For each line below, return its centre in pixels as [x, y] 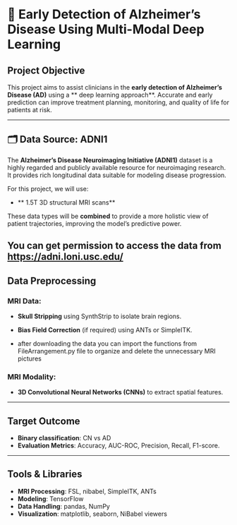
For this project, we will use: [48, 188]
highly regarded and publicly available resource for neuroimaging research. [117, 167]
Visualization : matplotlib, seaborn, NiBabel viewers [92, 514]
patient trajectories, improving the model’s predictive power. [95, 223]
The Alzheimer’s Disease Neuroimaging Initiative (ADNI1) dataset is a [110, 160]
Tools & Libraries [45, 475]
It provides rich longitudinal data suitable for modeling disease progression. [117, 175]
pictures [30, 358]
